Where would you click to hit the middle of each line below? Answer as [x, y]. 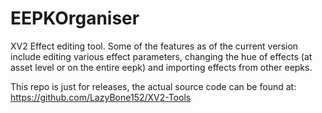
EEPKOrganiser [75, 18]
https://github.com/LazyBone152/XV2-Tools [101, 97]
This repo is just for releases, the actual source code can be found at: [153, 86]
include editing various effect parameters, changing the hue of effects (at [161, 56]
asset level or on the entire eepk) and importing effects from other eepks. [161, 67]
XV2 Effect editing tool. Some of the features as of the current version [154, 46]
